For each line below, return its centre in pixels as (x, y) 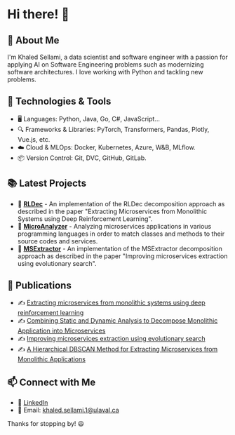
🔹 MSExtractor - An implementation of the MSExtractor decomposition (120, 248)
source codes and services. (58, 241)
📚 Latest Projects (47, 183)
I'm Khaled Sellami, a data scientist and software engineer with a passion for (117, 57)
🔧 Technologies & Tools (59, 101)
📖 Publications (39, 286)
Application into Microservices (61, 331)
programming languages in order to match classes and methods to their (121, 234)
